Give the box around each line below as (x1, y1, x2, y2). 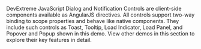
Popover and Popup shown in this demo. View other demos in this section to (6, 30, 195, 37)
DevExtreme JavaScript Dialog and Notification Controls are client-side (6, 5, 182, 12)
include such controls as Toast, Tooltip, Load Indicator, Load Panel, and (6, 24, 183, 31)
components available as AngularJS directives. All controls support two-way (6, 11, 195, 18)
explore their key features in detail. (6, 37, 92, 43)
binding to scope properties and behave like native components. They (6, 18, 179, 24)
